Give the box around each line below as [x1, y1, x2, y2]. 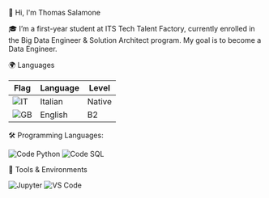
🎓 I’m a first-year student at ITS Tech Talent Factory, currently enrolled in [8, 24, 255, 33]
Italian [40, 96, 63, 107]
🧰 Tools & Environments [8, 165, 88, 174]
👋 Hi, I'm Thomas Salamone [8, 8, 101, 17]
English [40, 109, 68, 120]
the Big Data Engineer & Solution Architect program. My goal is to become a [8, 36, 262, 44]
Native [87, 96, 112, 107]
